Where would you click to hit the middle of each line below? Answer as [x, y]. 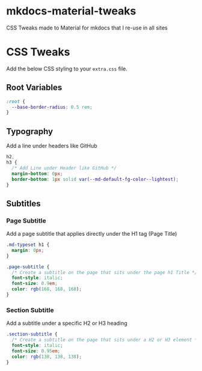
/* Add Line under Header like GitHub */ [64, 168]
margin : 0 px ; [28, 250]
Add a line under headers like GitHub [52, 146]
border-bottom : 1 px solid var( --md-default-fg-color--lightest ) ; [95, 179]
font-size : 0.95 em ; [36, 351]
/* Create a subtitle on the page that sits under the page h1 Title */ [105, 272]
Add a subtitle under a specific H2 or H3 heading [67, 323]
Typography [29, 131]
